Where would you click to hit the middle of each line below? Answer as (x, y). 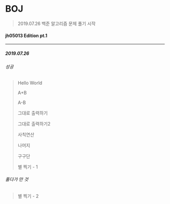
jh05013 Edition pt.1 (26, 36)
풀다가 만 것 (17, 179)
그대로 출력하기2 (34, 124)
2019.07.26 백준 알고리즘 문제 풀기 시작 (57, 23)
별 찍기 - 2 (28, 196)
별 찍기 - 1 (28, 167)
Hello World (30, 83)
